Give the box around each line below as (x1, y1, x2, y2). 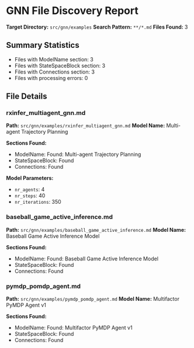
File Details (6, 92, 47, 102)
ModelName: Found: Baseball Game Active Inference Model (14, 255, 159, 262)
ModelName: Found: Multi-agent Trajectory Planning (14, 151, 141, 158)
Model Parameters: (6, 175, 54, 182)
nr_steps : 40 (14, 192, 46, 199)
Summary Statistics (6, 40, 80, 50)
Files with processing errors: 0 (14, 74, 88, 81)
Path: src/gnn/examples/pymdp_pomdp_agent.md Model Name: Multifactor (6, 295, 180, 302)
